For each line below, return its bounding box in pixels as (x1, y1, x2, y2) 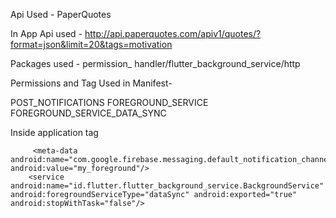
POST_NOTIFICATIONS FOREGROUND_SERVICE (10, 97, 209, 108)
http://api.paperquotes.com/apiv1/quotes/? (84, 28, 262, 39)
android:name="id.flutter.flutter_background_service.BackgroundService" (10, 181, 325, 191)
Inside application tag (10, 127, 99, 138)
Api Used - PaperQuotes (10, 9, 112, 20)
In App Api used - (10, 28, 83, 39)
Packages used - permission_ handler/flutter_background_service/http (10, 58, 301, 69)
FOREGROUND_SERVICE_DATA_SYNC (10, 107, 167, 119)
